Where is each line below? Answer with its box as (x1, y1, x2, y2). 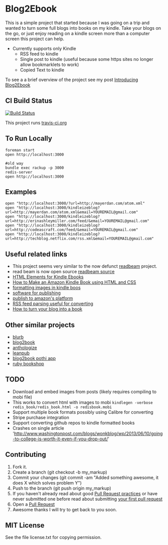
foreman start (5, 147, 35, 152)
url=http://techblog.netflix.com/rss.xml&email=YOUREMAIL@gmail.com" (5, 236, 154, 242)
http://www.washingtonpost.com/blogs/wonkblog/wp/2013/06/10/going (14, 430, 163, 436)
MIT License (5, 521, 45, 530)
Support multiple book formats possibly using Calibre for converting (12, 409, 153, 415)
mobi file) (12, 394, 33, 400)
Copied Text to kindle (20, 66, 64, 73)
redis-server (5, 170, 33, 175)
